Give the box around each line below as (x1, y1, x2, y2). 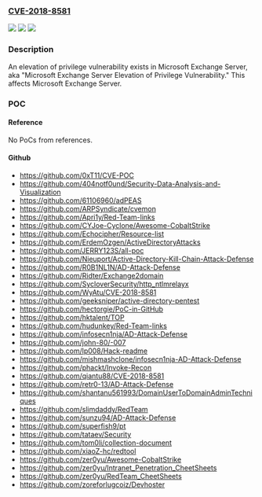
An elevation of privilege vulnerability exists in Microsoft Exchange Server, (8, 61, 249, 72)
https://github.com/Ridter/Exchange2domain (19, 271, 164, 280)
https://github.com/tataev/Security (19, 429, 132, 439)
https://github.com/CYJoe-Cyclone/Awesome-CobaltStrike (19, 220, 210, 230)
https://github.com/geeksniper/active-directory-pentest (19, 296, 200, 305)
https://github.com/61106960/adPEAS (19, 195, 142, 205)
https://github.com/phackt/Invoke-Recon (19, 363, 152, 372)
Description (8, 44, 54, 55)
